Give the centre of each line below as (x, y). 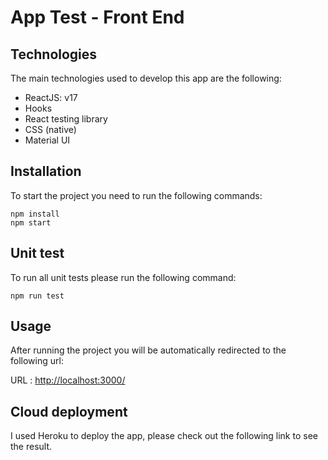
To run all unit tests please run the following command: (123, 277)
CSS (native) (50, 129)
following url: (37, 361)
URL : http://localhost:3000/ (68, 380)
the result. (31, 447)
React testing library (66, 119)
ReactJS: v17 (51, 97)
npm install (35, 214)
